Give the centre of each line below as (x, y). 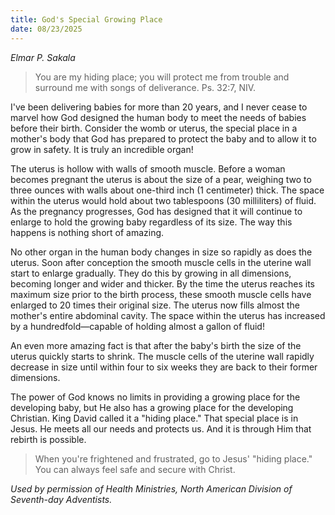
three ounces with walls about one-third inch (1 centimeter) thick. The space (167, 190)
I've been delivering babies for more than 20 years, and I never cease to (159, 107)
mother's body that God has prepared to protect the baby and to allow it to (163, 138)
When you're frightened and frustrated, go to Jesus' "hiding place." (173, 458)
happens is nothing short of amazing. (87, 232)
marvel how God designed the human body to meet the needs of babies (158, 117)
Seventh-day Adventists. (61, 499)
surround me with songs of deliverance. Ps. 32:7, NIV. (145, 87)
